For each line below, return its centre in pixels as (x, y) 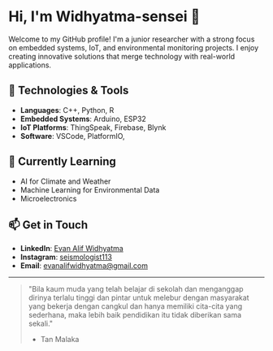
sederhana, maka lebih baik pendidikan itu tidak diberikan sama (135, 315)
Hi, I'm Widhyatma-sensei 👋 (104, 17)
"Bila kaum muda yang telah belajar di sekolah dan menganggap (136, 289)
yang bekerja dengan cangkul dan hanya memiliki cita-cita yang (135, 306)
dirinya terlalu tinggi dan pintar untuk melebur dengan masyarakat (139, 298)
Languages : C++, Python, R (67, 110)
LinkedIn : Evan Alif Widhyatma (71, 249)
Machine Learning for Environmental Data (90, 189)
